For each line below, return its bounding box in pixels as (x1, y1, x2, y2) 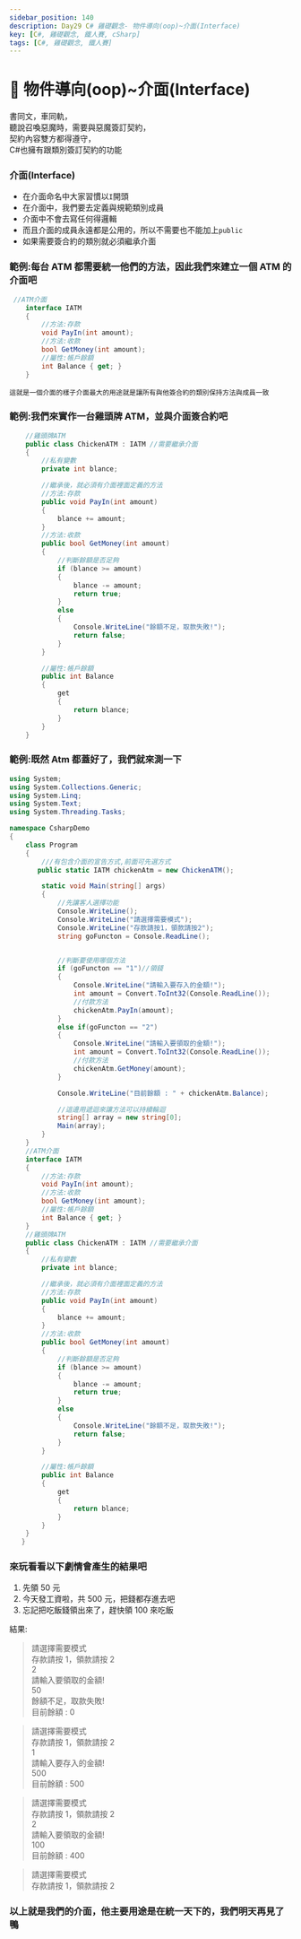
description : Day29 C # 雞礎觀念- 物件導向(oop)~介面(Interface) (9, 22, 241, 30)
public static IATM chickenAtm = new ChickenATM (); (37, 865, 235, 874)
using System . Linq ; (9, 791, 82, 800)
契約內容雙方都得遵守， (9, 134, 96, 144)
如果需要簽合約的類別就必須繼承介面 (21, 236, 157, 247)
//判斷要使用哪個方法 (56, 956, 126, 965)
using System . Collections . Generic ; (9, 782, 142, 792)
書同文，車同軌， (9, 111, 73, 122)
